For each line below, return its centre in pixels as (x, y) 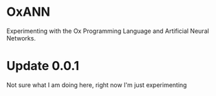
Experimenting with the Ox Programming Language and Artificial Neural (108, 31)
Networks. (21, 38)
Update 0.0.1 (43, 66)
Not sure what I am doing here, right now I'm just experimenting (97, 85)
